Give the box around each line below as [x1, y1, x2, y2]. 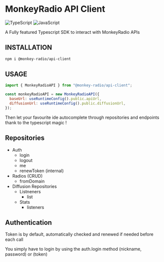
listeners [26, 204, 45, 210]
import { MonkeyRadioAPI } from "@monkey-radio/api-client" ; [5, 83, 133, 88]
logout [19, 157, 33, 163]
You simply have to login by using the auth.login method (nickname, [5, 246, 142, 252]
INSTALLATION [5, 43, 52, 52]
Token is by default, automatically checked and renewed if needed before [5, 232, 154, 237]
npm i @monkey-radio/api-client [5, 56, 71, 61]
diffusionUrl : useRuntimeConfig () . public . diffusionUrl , [9, 101, 126, 106]
